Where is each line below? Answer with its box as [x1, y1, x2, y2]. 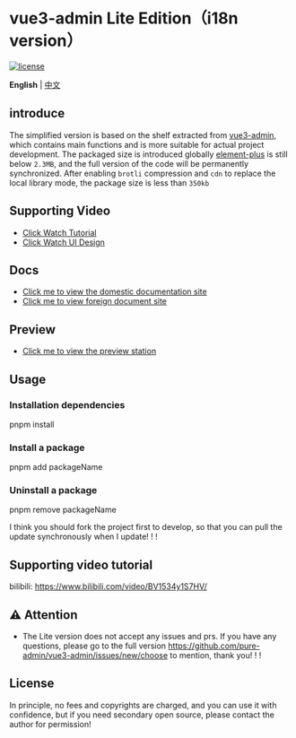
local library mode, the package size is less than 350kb [9, 177, 210, 188]
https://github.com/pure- [168, 640, 260, 651]
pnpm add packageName [9, 462, 103, 473]
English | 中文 [9, 79, 61, 90]
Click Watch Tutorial [22, 227, 97, 238]
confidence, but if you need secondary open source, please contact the [9, 709, 275, 720]
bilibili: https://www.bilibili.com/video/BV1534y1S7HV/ [9, 581, 208, 592]
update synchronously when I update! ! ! [9, 531, 159, 543]
